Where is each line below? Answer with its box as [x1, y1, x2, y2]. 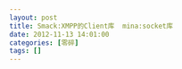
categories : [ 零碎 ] [9, 38, 79, 47]
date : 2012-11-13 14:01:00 [9, 30, 110, 39]
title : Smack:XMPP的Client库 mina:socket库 [9, 22, 174, 30]
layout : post [9, 13, 58, 22]
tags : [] [9, 47, 42, 56]
